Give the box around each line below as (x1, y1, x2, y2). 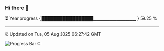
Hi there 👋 (5, 4, 29, 11)
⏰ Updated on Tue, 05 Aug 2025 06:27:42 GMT (5, 31, 101, 37)
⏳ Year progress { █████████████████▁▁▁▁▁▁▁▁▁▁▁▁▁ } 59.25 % (5, 15, 157, 21)
